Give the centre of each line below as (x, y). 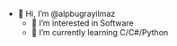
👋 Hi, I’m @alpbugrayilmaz (66, 14)
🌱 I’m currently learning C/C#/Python (100, 32)
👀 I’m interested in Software (82, 23)
